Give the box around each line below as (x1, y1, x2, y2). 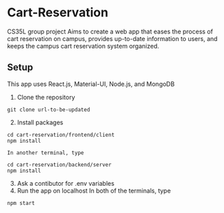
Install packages (16, 118, 64, 126)
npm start (7, 199, 36, 206)
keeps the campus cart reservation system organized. (7, 42, 160, 50)
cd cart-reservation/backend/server (7, 161, 112, 168)
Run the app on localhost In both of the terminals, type (16, 186, 171, 195)
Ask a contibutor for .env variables (16, 179, 115, 187)
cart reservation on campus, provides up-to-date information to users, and (7, 34, 218, 42)
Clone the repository (16, 93, 75, 101)
